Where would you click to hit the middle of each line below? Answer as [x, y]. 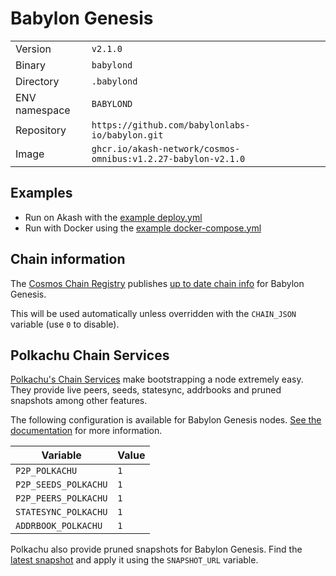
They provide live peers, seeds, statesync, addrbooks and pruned [146, 390]
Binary [31, 65]
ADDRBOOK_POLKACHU [59, 526]
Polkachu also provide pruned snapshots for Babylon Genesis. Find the [156, 549]
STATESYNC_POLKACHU [61, 512]
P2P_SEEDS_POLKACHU [61, 485]
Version [33, 49]
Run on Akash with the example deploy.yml [113, 217]
